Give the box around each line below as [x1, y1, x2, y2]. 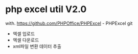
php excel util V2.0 [5, 4, 87, 15]
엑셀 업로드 [12, 30, 35, 36]
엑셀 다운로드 [12, 37, 39, 43]
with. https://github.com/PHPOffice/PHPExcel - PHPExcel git [5, 20, 133, 26]
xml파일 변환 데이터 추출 [12, 43, 61, 49]
